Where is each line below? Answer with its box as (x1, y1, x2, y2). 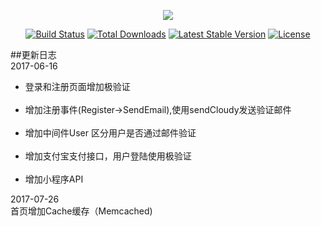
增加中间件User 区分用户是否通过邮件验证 (24, 127, 197, 139)
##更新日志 (10, 49, 57, 60)
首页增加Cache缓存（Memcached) (10, 205, 153, 217)
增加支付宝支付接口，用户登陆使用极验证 (24, 150, 192, 162)
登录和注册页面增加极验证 (24, 81, 131, 92)
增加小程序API (24, 173, 84, 185)
